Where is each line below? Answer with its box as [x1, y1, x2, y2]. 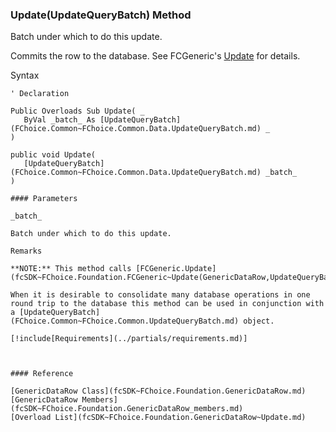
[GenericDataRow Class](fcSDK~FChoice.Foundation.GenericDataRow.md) [10, 386, 307, 397]
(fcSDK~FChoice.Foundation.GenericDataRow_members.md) [10, 404, 244, 414]
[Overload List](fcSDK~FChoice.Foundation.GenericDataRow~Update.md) [10, 413, 307, 423]
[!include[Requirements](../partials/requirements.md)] [10, 334, 248, 344]
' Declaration [10, 89, 70, 99]
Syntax [10, 69, 40, 82]
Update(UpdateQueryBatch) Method [10, 8, 192, 22]
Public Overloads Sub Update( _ [10, 106, 145, 117]
